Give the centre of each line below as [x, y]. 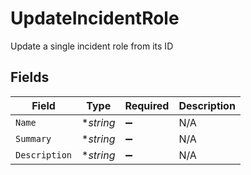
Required [147, 105]
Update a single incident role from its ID [92, 46]
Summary [33, 138]
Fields [30, 77]
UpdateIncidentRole [95, 18]
